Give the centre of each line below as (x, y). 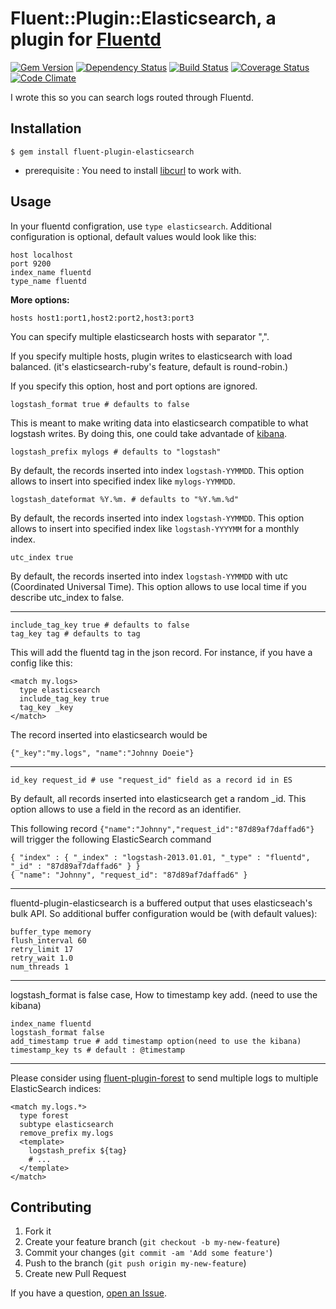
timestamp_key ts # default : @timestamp (98, 1050)
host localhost (42, 255)
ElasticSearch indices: (56, 1088)
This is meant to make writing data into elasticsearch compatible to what (159, 423)
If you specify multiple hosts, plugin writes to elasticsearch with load (151, 356)
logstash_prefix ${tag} (78, 1150)
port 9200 (31, 263)
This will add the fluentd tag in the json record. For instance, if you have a (161, 652)
